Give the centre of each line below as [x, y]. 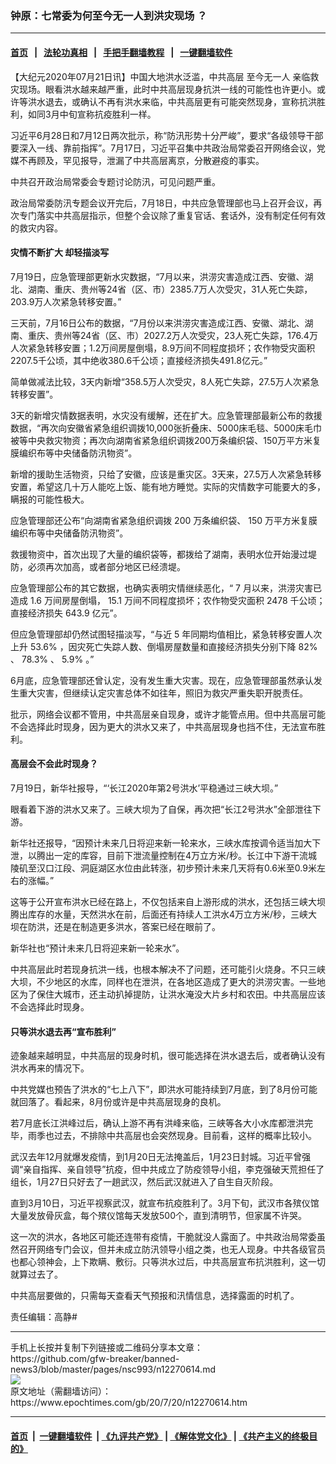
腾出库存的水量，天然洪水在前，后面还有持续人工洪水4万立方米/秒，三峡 [159, 914]
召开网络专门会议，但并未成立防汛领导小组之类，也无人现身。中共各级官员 [172, 1249]
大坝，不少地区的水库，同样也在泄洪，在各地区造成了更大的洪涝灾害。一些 [163, 981]
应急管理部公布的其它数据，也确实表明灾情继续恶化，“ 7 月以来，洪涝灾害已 [166, 588]
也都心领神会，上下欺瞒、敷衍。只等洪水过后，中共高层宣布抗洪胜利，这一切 [168, 1262]
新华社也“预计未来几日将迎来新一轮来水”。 [97, 948]
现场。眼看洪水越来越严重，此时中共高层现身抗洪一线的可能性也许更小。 [167, 89]
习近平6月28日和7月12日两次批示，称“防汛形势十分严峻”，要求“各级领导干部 [167, 135]
